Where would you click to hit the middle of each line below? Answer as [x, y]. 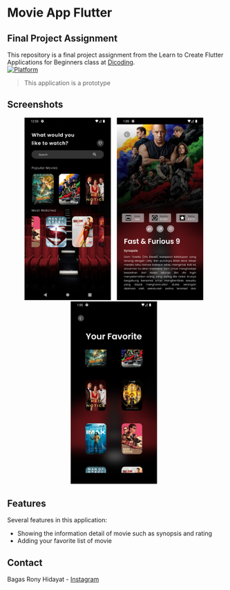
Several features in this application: [57, 520]
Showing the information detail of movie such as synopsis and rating [115, 533]
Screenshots [35, 105]
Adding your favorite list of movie [65, 541]
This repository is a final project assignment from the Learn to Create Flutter [115, 55]
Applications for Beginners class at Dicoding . [71, 62]
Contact [25, 563]
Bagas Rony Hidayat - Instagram [53, 579]
